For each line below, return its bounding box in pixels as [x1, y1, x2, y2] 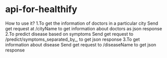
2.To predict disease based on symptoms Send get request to [5, 31, 134, 37]
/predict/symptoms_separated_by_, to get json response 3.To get [5, 36, 140, 42]
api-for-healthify [5, 4, 77, 15]
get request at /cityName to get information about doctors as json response [5, 25, 162, 31]
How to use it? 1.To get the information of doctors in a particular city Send [5, 20, 158, 26]
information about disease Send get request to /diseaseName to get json [5, 41, 156, 47]
